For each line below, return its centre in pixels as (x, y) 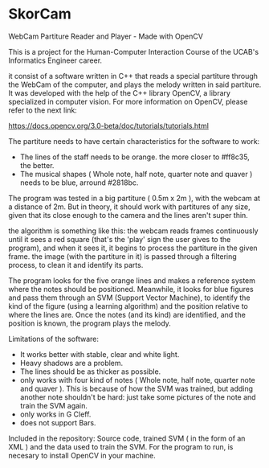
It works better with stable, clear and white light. (100, 354)
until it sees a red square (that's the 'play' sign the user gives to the (120, 239)
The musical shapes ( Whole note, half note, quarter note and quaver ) (136, 174)
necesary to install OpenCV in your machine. (82, 455)
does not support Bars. (58, 422)
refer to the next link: (43, 110)
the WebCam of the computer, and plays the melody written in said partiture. (135, 84)
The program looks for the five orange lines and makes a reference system (132, 280)
